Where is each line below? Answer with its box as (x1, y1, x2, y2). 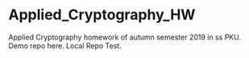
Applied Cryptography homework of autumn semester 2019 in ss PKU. (8, 32, 242, 42)
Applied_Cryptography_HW (8, 6, 196, 24)
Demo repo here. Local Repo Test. (8, 40, 122, 50)
